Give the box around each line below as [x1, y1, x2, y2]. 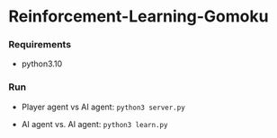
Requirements [8, 39, 72, 51]
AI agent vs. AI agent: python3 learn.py [21, 118, 168, 129]
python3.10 [21, 58, 63, 69]
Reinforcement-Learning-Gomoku [8, 6, 269, 27]
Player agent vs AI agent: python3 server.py [21, 101, 185, 112]
